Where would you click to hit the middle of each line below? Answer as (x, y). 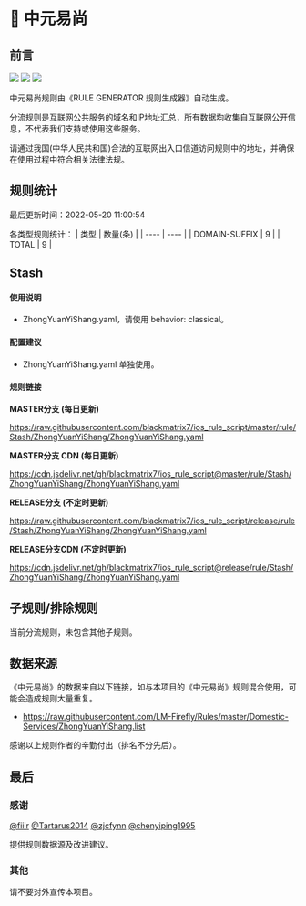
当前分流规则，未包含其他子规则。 (73, 632)
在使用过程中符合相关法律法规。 (69, 159)
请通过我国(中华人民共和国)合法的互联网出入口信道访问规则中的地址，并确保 (152, 148)
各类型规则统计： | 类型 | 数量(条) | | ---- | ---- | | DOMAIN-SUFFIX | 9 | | (145, 234)
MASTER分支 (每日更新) (55, 408)
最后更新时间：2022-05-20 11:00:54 (77, 215)
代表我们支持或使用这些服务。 (89, 128)
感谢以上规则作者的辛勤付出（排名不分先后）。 (95, 745)
